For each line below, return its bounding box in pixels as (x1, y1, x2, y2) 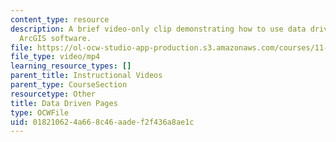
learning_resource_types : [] (10, 61, 132, 71)
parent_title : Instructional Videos (10, 71, 163, 81)
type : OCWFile (10, 107, 70, 118)
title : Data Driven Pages (10, 98, 118, 108)
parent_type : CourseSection (10, 80, 128, 90)
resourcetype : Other (10, 89, 97, 99)
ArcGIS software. (19, 33, 92, 43)
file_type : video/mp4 (10, 52, 101, 62)
